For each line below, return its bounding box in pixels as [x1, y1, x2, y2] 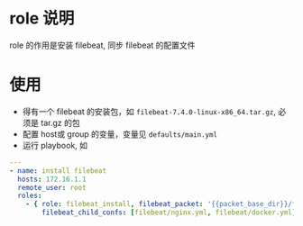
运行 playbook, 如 [22, 140, 88, 150]
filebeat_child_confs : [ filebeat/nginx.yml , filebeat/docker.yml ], [41, 208, 300, 217]
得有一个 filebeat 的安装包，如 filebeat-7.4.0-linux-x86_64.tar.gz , [22, 105, 277, 117]
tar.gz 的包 [40, 117, 80, 128]
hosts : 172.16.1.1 [17, 175, 87, 184]
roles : [17, 191, 42, 201]
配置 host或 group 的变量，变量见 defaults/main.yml [22, 128, 218, 140]
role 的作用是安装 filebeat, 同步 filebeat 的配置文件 [9, 40, 196, 50]
